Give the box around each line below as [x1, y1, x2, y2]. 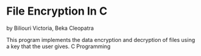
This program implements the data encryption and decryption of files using [6, 36, 196, 43]
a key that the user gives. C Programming [6, 43, 111, 50]
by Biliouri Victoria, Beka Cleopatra [6, 24, 94, 32]
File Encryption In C [6, 4, 108, 18]
